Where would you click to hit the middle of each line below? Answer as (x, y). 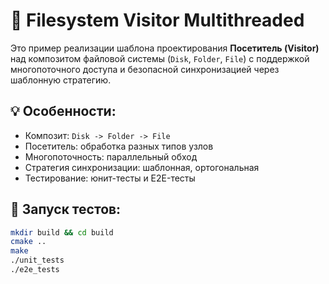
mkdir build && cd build (62, 232)
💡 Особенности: (63, 111)
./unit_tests (37, 260)
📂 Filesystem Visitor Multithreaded (157, 20)
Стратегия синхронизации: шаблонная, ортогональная (142, 167)
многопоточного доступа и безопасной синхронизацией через (145, 69)
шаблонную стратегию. (61, 80)
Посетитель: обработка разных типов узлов (119, 146)
